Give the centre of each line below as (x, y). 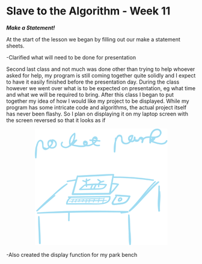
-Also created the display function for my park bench (72, 254)
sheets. (15, 46)
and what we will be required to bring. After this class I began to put (90, 94)
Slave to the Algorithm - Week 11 (88, 11)
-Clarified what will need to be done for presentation (71, 57)
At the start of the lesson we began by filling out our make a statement (93, 39)
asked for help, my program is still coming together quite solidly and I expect (101, 75)
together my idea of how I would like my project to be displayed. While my (98, 101)
